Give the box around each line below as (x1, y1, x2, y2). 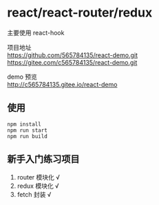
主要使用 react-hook (7, 28, 65, 37)
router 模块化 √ (17, 173, 61, 181)
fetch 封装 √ (17, 190, 52, 198)
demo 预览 (7, 72, 38, 81)
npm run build (7, 133, 48, 139)
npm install (7, 121, 41, 128)
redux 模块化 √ (17, 182, 60, 190)
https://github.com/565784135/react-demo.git (7, 50, 138, 59)
